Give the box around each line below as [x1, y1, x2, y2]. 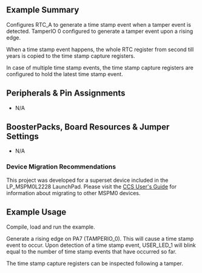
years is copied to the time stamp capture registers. [6, 52, 135, 60]
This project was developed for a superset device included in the [6, 176, 169, 184]
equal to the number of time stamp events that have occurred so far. [6, 247, 177, 255]
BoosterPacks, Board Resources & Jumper [6, 122, 170, 133]
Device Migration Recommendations [6, 162, 116, 171]
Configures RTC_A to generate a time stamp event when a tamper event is [6, 21, 191, 28]
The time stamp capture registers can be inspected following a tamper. [6, 260, 183, 267]
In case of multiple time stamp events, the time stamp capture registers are [6, 64, 194, 71]
